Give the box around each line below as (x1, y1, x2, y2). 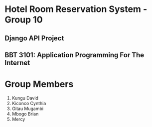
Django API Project (4, 34, 64, 42)
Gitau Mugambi (11, 106, 43, 112)
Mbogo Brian (11, 111, 39, 117)
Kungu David (11, 95, 38, 101)
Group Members (4, 79, 74, 90)
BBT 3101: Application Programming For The (4, 51, 145, 59)
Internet (4, 58, 30, 67)
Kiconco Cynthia (11, 100, 46, 106)
